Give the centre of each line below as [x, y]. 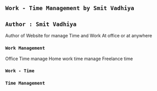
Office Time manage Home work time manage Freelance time [69, 59]
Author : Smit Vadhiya [41, 24]
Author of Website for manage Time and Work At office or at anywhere [79, 36]
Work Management [25, 48]
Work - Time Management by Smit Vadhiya [70, 8]
